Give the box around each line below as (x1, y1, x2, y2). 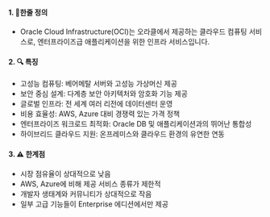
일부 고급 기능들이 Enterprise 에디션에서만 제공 (19, 198, 169, 209)
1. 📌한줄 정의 (8, 7, 48, 17)
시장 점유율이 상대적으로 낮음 (19, 169, 111, 178)
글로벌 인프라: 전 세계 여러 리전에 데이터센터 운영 (19, 99, 173, 109)
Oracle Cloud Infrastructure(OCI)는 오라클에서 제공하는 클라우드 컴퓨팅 (19, 27, 247, 36)
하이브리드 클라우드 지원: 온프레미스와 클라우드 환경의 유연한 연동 (19, 129, 225, 139)
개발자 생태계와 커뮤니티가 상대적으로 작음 (19, 189, 152, 198)
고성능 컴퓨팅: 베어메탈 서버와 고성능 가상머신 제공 (19, 79, 177, 89)
